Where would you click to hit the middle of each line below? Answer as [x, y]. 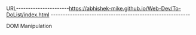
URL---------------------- [38, 8]
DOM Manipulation [29, 26]
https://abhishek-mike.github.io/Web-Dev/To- [125, 8]
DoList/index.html [28, 15]
